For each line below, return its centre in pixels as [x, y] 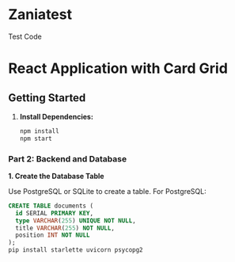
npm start [36, 139]
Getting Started [47, 98]
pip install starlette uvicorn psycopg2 [76, 250]
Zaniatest [40, 15]
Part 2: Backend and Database [68, 158]
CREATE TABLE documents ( [51, 206]
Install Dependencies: [56, 116]
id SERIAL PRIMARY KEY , [54, 213]
